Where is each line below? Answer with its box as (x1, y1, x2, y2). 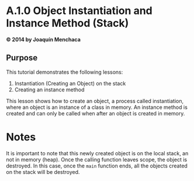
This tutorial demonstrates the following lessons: (6, 69, 123, 76)
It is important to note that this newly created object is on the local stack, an (6, 149, 189, 156)
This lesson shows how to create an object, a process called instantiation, (6, 97, 184, 104)
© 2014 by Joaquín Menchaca (6, 36, 81, 43)
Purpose (6, 53, 38, 63)
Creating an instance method (14, 86, 85, 93)
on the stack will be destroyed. (6, 168, 80, 175)
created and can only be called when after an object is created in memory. (6, 110, 185, 117)
